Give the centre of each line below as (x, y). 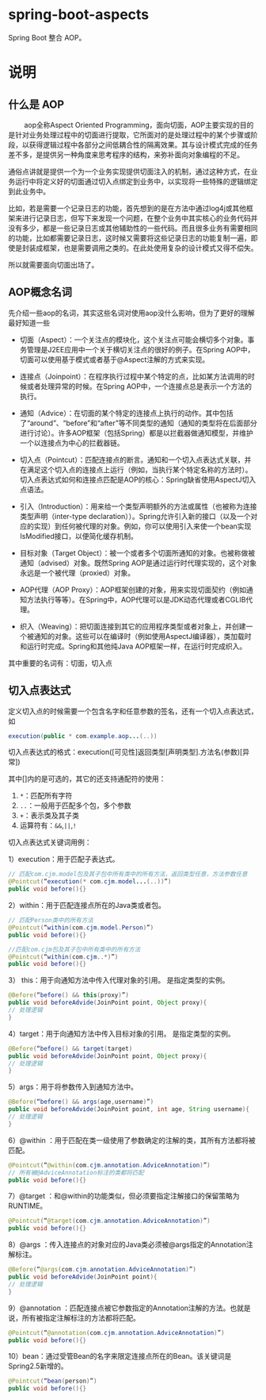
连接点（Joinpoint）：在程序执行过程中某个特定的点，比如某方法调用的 (134, 376)
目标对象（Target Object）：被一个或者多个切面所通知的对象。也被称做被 (137, 552)
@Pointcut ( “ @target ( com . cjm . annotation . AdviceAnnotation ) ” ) (110, 1221)
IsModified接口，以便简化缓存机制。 (79, 536)
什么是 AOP (36, 104)
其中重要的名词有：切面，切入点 (60, 663)
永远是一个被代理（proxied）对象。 (77, 572)
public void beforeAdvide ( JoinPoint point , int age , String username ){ (129, 1110)
